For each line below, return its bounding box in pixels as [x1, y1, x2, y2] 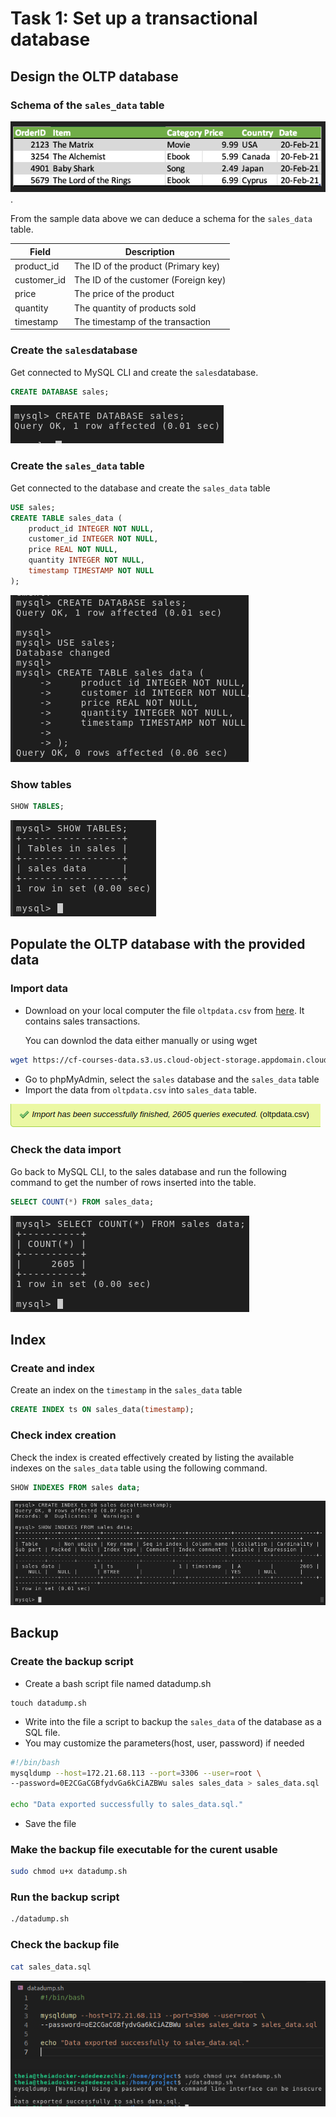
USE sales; [10, 502, 56, 512]
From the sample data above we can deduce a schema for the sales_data [10, 213, 313, 225]
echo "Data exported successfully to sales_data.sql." [10, 1800, 244, 1810]
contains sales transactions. [24, 1015, 141, 1027]
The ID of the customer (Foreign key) [74, 274, 227, 286]
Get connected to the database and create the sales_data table [10, 482, 271, 494]
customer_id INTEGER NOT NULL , [28, 534, 159, 544]
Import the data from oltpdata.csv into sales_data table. [24, 1083, 257, 1096]
